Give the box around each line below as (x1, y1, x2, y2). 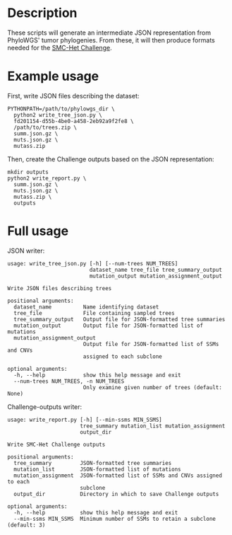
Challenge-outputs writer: (7, 402, 83, 411)
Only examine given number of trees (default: (83, 384, 222, 391)
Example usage (7, 69, 99, 84)
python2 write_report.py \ (7, 175, 87, 182)
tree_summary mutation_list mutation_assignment (80, 422, 226, 430)
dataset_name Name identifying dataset (13, 303, 159, 311)
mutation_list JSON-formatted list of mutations (13, 466, 181, 473)
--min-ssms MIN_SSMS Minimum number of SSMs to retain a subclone (13, 515, 216, 522)
